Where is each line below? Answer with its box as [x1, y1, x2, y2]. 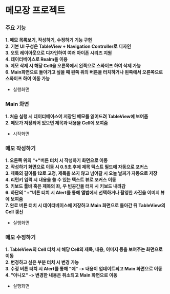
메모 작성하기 [5, 144, 36, 152]
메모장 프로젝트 [5, 5, 66, 16]
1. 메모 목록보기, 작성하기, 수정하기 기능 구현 [5, 37, 92, 43]
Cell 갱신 [5, 209, 24, 215]
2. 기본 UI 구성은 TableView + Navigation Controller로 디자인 [5, 43, 132, 49]
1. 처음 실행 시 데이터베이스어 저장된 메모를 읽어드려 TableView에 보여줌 [5, 113, 148, 119]
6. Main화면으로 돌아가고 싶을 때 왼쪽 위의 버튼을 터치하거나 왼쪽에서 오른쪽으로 [5, 69, 163, 75]
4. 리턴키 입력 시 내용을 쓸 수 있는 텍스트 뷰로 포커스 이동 [5, 177, 116, 183]
